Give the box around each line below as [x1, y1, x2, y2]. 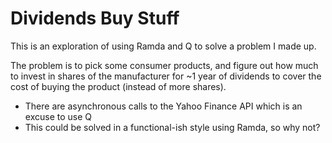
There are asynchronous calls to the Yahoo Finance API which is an [24, 100, 303, 112]
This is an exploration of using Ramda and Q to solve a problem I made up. [10, 40, 317, 52]
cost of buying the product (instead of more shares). [10, 80, 227, 92]
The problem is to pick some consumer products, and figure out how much [10, 59, 319, 71]
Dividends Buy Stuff [10, 7, 180, 30]
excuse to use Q [24, 110, 92, 122]
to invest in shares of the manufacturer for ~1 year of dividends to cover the [10, 70, 322, 82]
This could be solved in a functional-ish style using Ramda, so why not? [24, 121, 321, 133]
